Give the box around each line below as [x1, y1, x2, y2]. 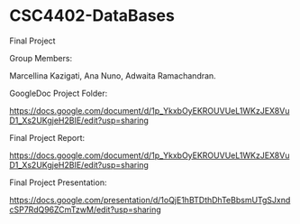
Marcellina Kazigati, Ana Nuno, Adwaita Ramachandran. [9, 70, 216, 81]
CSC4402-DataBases [9, 5, 176, 26]
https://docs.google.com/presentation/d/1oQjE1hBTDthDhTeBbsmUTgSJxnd [9, 194, 291, 205]
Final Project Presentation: [9, 177, 107, 188]
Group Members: [9, 52, 73, 63]
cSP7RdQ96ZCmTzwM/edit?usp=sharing [9, 204, 161, 215]
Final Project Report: [9, 132, 86, 143]
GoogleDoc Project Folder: [9, 88, 108, 98]
